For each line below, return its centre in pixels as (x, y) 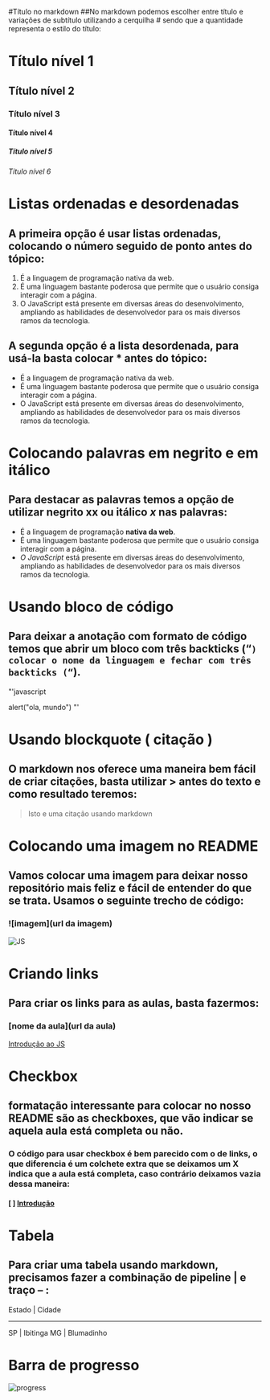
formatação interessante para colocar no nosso (130, 1106)
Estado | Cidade (35, 1309)
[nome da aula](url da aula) (62, 1026)
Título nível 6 (30, 171)
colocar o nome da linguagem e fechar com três (130, 661)
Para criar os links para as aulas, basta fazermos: (134, 1003)
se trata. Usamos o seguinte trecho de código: (126, 901)
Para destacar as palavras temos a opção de (121, 500)
